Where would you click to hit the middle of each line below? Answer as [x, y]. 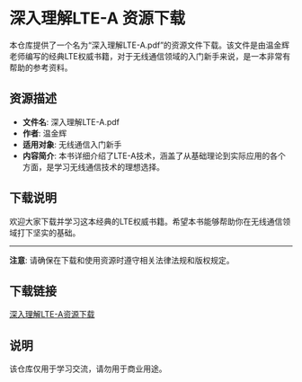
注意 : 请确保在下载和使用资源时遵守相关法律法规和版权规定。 [122, 260]
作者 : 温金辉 [44, 133]
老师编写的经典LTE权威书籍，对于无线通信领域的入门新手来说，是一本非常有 [150, 56]
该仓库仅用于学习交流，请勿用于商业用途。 [88, 369]
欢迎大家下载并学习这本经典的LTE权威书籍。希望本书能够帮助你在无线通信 [146, 221]
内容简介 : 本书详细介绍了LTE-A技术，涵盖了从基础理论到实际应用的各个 [154, 155]
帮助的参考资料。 [41, 67]
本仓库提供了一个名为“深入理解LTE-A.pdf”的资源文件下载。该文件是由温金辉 [150, 45]
